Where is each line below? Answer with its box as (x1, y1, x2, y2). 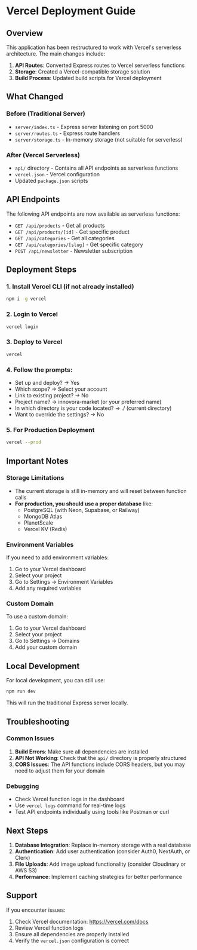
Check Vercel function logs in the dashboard (14, 796, 125, 803)
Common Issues (6, 734, 55, 743)
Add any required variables (14, 584, 82, 592)
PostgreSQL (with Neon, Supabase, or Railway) (23, 506, 140, 513)
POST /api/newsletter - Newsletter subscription (14, 247, 133, 255)
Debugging (6, 782, 39, 790)
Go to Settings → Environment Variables (14, 578, 113, 586)
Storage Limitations (6, 474, 64, 482)
